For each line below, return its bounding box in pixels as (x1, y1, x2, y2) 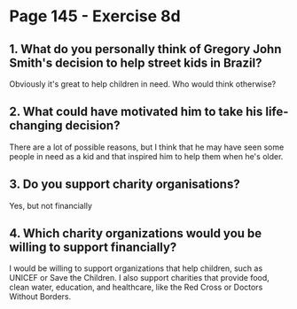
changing (9, 118, 63, 134)
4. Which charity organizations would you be (9, 226, 262, 241)
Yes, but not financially (9, 200, 93, 211)
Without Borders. (9, 291, 72, 302)
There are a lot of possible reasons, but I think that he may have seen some (9, 142, 285, 152)
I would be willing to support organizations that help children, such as (9, 263, 263, 274)
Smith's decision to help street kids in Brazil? (9, 55, 262, 70)
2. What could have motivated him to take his (9, 104, 263, 120)
